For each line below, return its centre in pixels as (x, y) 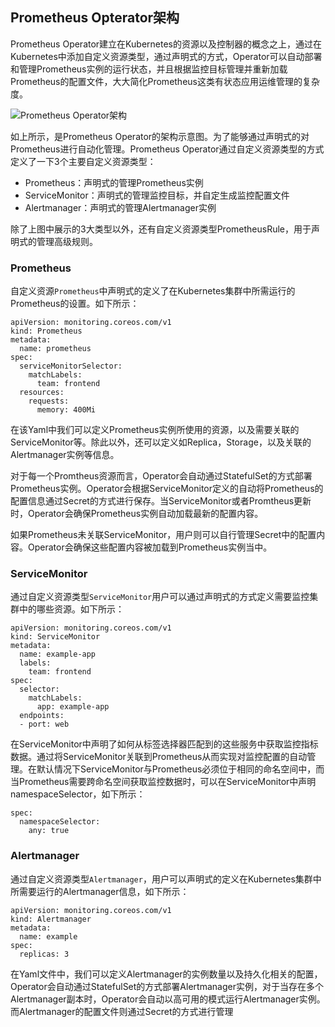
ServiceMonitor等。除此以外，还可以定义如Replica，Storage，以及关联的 (161, 442)
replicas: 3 (44, 954)
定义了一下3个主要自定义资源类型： (83, 161)
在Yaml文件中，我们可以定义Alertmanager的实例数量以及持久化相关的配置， (166, 974)
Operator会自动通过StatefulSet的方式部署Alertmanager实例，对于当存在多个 (167, 986)
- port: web (44, 724)
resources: (42, 393)
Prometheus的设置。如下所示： (75, 304)
